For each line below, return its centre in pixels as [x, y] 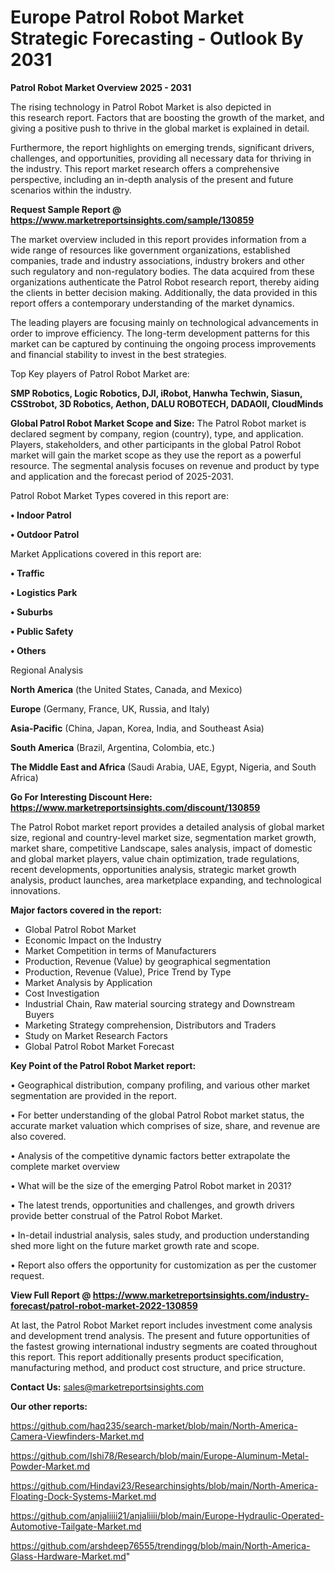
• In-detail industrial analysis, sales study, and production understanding [160, 1235]
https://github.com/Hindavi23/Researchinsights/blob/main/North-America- [164, 1485]
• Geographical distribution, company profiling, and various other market [160, 1085]
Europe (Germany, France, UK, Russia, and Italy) [110, 708]
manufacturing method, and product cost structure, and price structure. [158, 1367]
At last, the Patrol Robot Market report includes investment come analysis [161, 1325]
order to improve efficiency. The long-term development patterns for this [160, 333]
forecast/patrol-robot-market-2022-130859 [104, 1305]
